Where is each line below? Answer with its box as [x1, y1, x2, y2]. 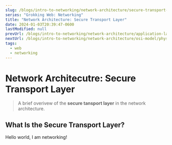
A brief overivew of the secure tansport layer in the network [17, 100, 146, 107]
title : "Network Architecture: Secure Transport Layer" [5, 17, 127, 22]
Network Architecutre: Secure [5, 72, 136, 84]
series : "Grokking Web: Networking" [5, 12, 83, 17]
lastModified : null [5, 27, 47, 32]
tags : [5, 41, 17, 46]
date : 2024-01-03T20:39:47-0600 [5, 22, 74, 27]
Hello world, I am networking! [5, 134, 68, 140]
